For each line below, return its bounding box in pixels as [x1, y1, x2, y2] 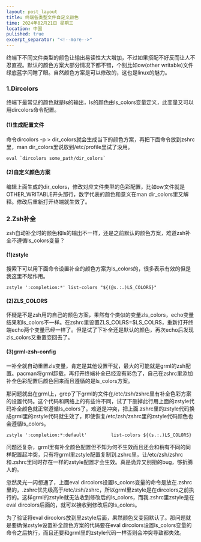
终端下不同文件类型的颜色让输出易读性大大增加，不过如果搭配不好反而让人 [6, 54, 190, 61]
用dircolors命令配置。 [6, 106, 60, 114]
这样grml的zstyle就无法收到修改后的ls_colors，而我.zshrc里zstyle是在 [22, 493, 195, 501]
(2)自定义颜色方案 [6, 169, 51, 176]
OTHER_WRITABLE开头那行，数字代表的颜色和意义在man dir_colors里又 [6, 190, 184, 198]
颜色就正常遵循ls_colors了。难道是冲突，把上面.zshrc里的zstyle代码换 [22, 405, 195, 412]
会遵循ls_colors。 [6, 420, 50, 427]
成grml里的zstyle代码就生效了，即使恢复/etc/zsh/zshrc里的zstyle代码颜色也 [6, 412, 194, 419]
